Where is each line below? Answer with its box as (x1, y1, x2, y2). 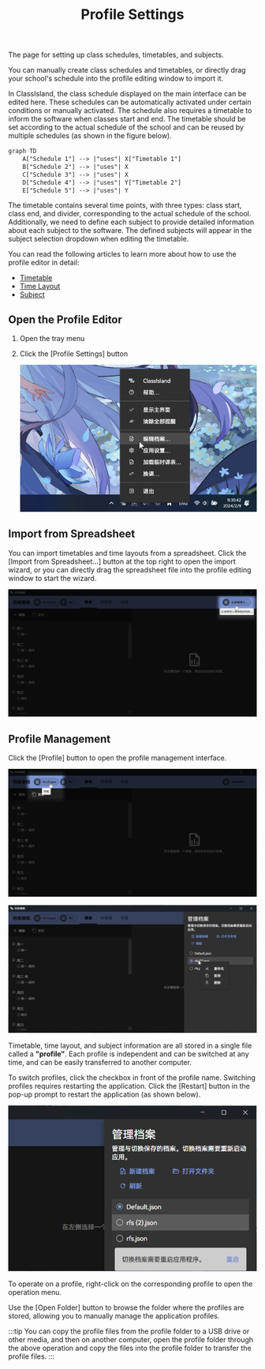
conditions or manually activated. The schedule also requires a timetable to (8, 106, 252, 115)
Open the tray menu (19, 334, 85, 343)
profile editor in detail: (8, 258, 80, 268)
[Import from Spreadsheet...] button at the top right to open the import (8, 557, 237, 566)
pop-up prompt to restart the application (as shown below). (8, 1090, 201, 1099)
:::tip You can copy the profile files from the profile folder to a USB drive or (8, 1326, 250, 1336)
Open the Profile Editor (8, 313, 122, 326)
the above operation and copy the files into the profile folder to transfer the (8, 1343, 252, 1352)
